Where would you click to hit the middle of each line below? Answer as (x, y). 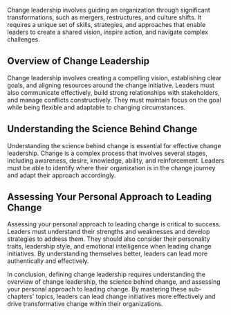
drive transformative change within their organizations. (85, 304)
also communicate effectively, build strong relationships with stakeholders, (113, 92)
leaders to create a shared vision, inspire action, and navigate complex (108, 32)
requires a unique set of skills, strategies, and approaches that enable (107, 25)
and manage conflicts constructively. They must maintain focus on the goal (114, 100)
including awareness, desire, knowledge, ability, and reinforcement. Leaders (116, 160)
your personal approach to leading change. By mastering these (97, 289)
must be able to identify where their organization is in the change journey (111, 168)
